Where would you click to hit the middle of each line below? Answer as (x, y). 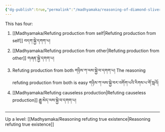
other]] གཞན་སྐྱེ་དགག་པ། (33, 58)
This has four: (19, 24)
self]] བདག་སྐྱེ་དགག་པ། (31, 40)
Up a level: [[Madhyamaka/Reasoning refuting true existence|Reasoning (78, 119)
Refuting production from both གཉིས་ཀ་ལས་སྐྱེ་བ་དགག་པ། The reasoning (79, 70)
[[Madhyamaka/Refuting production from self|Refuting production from (84, 33)
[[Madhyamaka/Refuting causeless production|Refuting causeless (79, 92)
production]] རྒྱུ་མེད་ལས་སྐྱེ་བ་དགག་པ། (44, 100)
